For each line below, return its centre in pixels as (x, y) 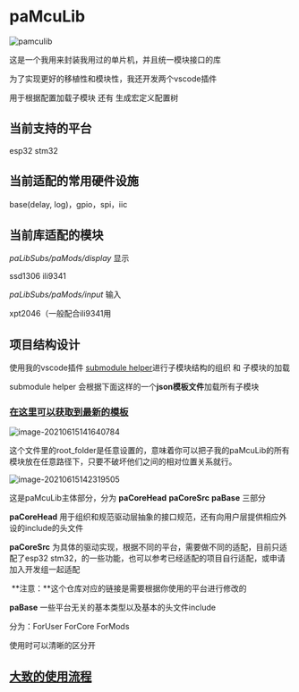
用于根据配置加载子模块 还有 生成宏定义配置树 (94, 97)
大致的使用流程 (51, 676)
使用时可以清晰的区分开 (52, 646)
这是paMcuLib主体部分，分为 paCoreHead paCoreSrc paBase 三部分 (137, 498)
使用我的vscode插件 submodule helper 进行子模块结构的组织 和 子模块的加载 (150, 367)
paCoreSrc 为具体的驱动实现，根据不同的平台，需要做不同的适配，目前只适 (149, 547)
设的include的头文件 (47, 528)
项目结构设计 (45, 345)
